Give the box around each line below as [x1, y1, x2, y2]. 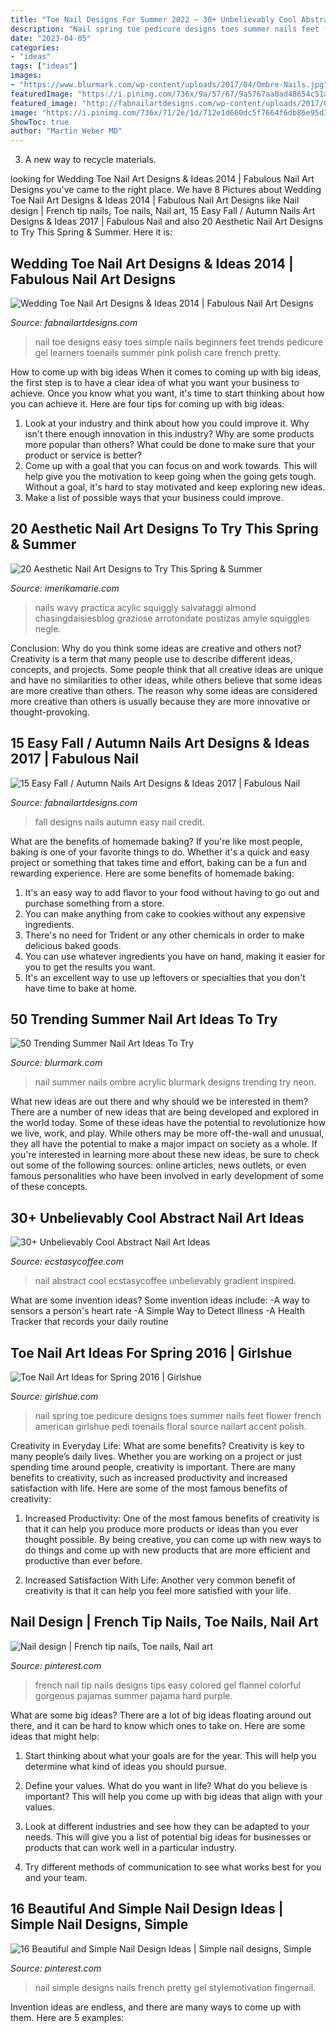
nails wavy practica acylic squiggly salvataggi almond [34, 601, 257, 613]
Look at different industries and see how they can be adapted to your [24, 1820, 310, 1832]
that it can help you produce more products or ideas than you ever [24, 1523, 299, 1535]
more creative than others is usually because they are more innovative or [10, 695, 311, 707]
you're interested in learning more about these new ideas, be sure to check [10, 1149, 320, 1161]
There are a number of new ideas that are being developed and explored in [10, 1106, 319, 1118]
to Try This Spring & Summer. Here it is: [10, 226, 173, 238]
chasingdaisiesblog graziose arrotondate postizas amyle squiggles [34, 612, 310, 624]
